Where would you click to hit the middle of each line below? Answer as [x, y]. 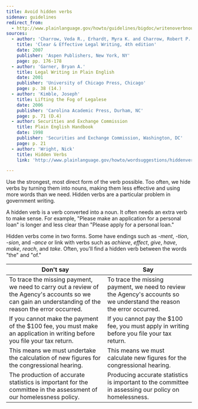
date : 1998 [30, 133]
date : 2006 [30, 105]
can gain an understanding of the [55, 302]
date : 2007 [30, 50]
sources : [17, 34]
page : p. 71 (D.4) [39, 116]
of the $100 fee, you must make [54, 326]
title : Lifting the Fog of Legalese [62, 99]
